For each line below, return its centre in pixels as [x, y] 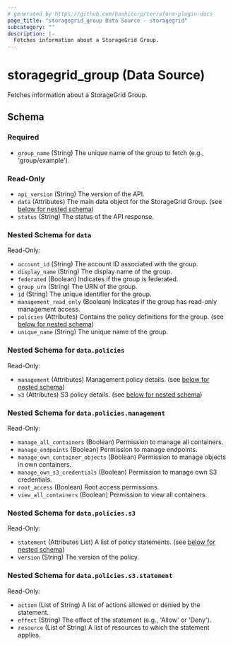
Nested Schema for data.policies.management [86, 413]
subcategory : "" [31, 27]
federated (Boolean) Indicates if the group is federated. [98, 279]
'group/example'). [43, 160]
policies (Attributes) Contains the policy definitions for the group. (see [120, 317]
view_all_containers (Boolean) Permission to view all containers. [112, 494]
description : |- [31, 34]
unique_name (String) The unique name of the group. [93, 332]
